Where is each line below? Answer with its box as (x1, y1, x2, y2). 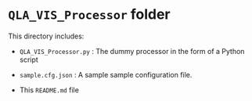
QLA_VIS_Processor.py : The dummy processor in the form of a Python (19, 46, 245, 56)
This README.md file (19, 85, 80, 95)
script (19, 55, 39, 64)
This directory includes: (8, 31, 85, 41)
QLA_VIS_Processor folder (8, 5, 171, 23)
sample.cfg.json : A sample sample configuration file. (19, 70, 193, 79)
